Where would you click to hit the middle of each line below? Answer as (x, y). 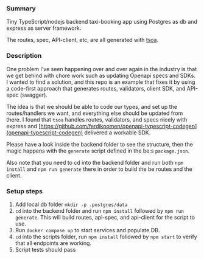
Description (24, 56)
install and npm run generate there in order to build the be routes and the (100, 169)
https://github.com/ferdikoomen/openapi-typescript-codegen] (119, 126)
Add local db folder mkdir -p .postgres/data (71, 204)
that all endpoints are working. (53, 243)
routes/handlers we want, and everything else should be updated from (95, 113)
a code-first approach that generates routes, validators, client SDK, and (96, 88)
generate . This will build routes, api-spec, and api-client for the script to (105, 217)
